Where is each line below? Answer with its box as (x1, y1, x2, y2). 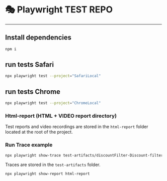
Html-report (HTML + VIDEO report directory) (5, 112, 117, 119)
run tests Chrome (5, 87, 61, 96)
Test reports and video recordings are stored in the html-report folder (5, 124, 148, 130)
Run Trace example (5, 142, 53, 149)
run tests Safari (5, 60, 54, 69)
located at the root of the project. (5, 129, 73, 135)
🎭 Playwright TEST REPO (5, 4, 113, 15)
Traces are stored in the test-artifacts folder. (5, 162, 101, 168)
